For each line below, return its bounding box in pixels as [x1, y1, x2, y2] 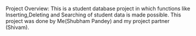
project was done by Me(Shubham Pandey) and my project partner [5, 18, 170, 24]
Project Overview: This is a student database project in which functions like [5, 5, 191, 12]
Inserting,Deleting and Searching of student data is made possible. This [5, 11, 181, 18]
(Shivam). [5, 24, 29, 31]
